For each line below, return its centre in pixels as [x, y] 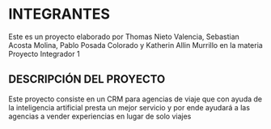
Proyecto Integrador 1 [44, 54]
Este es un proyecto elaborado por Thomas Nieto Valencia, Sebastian [124, 37]
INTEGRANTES [59, 14]
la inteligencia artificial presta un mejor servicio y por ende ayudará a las [129, 107]
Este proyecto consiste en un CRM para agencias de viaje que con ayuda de [135, 99]
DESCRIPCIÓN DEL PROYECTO [87, 79]
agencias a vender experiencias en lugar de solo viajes [100, 116]
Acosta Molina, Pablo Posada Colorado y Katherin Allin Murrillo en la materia [135, 45]
